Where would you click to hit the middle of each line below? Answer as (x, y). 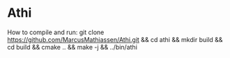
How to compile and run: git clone (56, 32)
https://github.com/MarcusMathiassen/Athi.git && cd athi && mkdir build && (115, 39)
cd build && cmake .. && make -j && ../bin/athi (72, 47)
